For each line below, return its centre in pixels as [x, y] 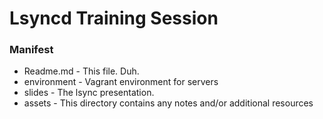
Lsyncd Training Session [114, 18]
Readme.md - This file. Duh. [81, 71]
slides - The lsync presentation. [89, 93]
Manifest [31, 50]
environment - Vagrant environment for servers [121, 82]
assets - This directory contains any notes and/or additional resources [168, 103]
